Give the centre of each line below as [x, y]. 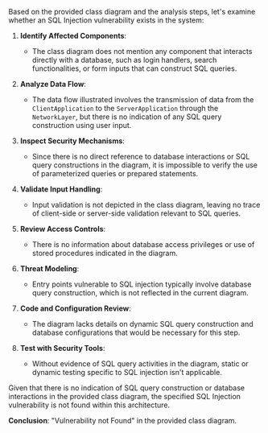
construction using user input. [82, 125]
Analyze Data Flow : [53, 84]
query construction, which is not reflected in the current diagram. [140, 293]
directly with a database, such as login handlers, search [124, 60]
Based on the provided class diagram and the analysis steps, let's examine [132, 12]
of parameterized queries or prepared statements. [115, 173]
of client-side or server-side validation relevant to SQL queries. [136, 213]
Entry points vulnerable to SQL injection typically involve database [142, 284]
